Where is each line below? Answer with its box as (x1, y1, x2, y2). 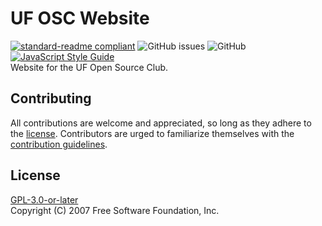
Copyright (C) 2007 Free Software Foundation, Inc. (10, 204, 220, 216)
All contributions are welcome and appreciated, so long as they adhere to (10, 117, 312, 129)
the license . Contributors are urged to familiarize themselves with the (10, 127, 295, 139)
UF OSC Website (10, 7, 150, 30)
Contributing (10, 90, 92, 107)
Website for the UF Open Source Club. (10, 61, 169, 73)
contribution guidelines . (10, 138, 108, 150)
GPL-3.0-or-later (10, 193, 79, 206)
